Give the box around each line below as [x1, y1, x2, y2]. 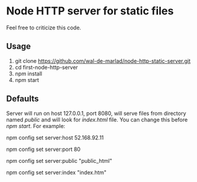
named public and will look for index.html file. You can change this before [6, 116, 188, 123]
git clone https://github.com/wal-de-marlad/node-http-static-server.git [14, 57, 191, 64]
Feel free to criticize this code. [6, 24, 82, 31]
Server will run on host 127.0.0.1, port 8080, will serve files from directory [6, 110, 186, 117]
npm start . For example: [6, 122, 65, 129]
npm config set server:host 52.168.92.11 [6, 134, 104, 141]
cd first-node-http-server [14, 63, 78, 71]
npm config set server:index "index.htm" [6, 169, 107, 176]
